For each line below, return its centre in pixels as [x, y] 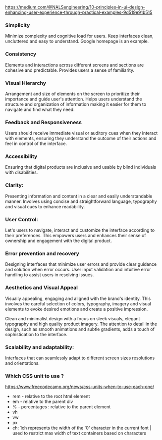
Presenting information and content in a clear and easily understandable [79, 196]
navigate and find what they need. [40, 109]
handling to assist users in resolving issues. [50, 275]
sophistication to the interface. [36, 334]
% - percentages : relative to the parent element [61, 407]
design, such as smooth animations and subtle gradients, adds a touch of [80, 329]
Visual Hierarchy [26, 83]
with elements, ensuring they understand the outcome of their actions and [81, 139]
